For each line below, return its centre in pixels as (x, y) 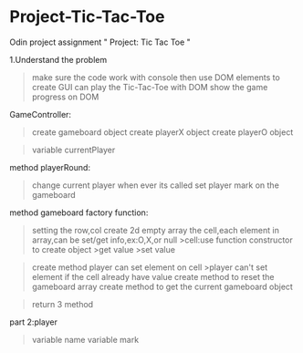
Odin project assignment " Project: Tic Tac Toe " (100, 42)
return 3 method (63, 304)
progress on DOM (65, 97)
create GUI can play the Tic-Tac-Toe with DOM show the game (150, 87)
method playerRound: (50, 167)
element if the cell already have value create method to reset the (153, 276)
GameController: (40, 114)
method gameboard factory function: (79, 213)
